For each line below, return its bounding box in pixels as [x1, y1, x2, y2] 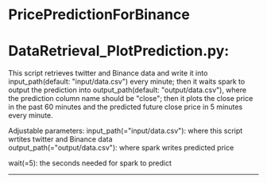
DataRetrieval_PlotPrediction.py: [8, 42, 230, 60]
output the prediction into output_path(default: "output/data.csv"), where [8, 85, 247, 95]
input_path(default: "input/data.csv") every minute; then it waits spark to [8, 77, 246, 87]
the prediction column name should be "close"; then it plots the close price [8, 94, 253, 103]
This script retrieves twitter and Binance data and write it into [8, 68, 208, 78]
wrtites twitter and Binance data [8, 134, 113, 144]
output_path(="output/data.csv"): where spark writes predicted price [8, 143, 234, 153]
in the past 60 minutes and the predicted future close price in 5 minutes [8, 102, 243, 112]
